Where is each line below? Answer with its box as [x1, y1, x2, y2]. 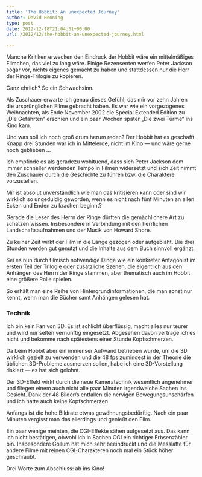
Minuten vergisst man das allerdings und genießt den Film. [6, 416, 152, 423]
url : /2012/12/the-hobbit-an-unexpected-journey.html [6, 31, 145, 38]
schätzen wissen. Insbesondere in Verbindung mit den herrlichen [6, 220, 168, 228]
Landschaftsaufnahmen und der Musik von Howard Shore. [6, 226, 151, 234]
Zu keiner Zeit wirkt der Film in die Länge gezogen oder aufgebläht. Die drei [6, 238, 194, 246]
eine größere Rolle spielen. [6, 276, 73, 283]
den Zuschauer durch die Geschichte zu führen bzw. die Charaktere [6, 171, 175, 179]
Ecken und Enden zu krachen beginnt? [6, 202, 103, 209]
